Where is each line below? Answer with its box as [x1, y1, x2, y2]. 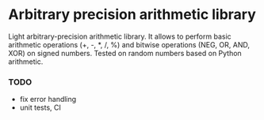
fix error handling [19, 95, 77, 104]
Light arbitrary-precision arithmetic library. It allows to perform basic [8, 32, 231, 41]
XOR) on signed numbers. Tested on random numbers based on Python [8, 48, 242, 58]
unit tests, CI [19, 103, 62, 112]
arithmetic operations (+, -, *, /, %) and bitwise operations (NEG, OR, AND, [8, 39, 251, 49]
